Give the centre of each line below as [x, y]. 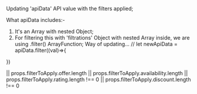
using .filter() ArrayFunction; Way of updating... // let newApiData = [96, 44]
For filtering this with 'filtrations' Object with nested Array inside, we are [102, 38]
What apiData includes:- [35, 20]
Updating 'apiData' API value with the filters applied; [70, 9]
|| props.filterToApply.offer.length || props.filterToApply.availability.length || [97, 73]
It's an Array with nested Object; [54, 31]
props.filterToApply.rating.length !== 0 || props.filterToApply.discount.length [98, 80]
